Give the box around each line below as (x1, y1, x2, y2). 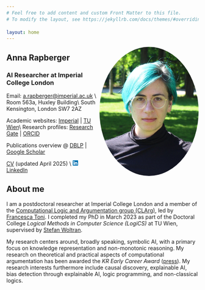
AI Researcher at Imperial (6, 71, 83, 79)
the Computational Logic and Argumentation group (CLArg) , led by (6, 207, 174, 214)
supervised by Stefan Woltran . (6, 226, 83, 233)
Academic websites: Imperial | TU (6, 116, 92, 124)
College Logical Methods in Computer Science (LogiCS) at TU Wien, (6, 219, 178, 227)
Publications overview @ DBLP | (6, 141, 87, 149)
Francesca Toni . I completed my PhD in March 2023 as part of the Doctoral (6, 213, 195, 221)
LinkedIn (6, 166, 28, 174)
